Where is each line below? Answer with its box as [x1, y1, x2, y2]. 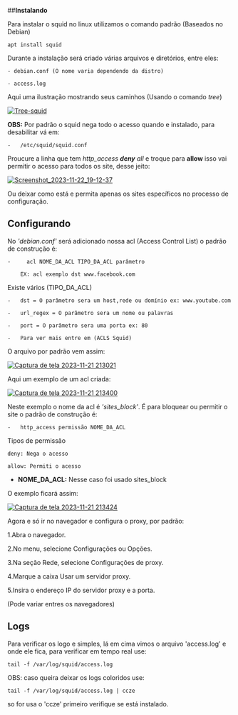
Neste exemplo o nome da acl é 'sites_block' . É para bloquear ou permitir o [7, 402, 228, 411]
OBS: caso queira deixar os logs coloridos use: [7, 673, 145, 681]
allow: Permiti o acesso [7, 462, 81, 470]
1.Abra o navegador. [7, 530, 66, 539]
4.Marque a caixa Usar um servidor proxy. [7, 571, 131, 581]
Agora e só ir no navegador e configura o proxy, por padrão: [7, 516, 185, 525]
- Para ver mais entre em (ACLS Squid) [7, 334, 133, 341]
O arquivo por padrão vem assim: [7, 346, 105, 356]
